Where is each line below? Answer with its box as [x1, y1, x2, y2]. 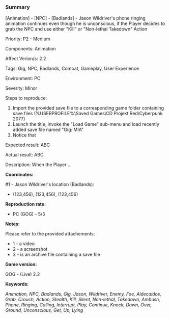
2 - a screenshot [12, 246, 48, 252]
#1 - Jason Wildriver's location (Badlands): [5, 181, 94, 188]
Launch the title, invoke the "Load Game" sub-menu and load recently [12, 121, 159, 127]
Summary [5, 4, 31, 11]
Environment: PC [5, 75, 41, 82]
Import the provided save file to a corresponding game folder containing [12, 105, 164, 111]
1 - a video [12, 241, 35, 247]
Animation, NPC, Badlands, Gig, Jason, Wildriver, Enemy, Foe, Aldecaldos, [5, 291, 162, 297]
